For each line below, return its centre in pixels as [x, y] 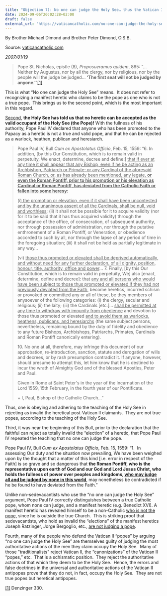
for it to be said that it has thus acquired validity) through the [79, 217]
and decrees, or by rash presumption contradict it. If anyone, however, [89, 358]
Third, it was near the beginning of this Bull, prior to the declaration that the [82, 428]
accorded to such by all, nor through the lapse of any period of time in [89, 238]
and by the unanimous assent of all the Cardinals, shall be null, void [86, 206]
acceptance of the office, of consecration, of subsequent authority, [86, 222]
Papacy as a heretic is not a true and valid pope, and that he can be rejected [83, 134]
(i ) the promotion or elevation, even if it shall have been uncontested [87, 201]
